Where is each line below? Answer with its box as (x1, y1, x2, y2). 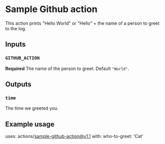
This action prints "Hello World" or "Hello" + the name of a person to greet (5, 20, 160, 26)
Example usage (5, 120, 54, 128)
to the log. (5, 25, 27, 31)
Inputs (5, 40, 26, 49)
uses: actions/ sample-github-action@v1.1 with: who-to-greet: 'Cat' (5, 133, 144, 139)
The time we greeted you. (5, 105, 59, 111)
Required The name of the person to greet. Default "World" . (5, 65, 130, 71)
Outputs (5, 80, 32, 89)
